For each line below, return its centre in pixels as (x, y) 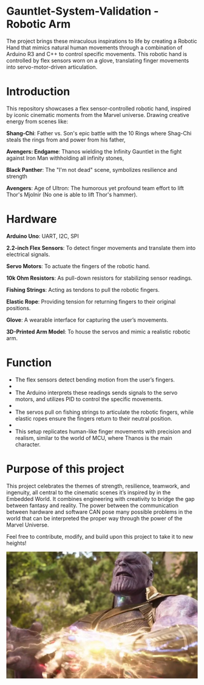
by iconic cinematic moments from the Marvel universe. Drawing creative (98, 115)
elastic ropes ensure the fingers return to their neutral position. (93, 418)
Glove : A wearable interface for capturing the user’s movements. (87, 320)
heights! (16, 543)
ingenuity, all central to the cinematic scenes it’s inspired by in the (89, 492)
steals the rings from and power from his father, (66, 140)
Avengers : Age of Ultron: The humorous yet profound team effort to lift (95, 188)
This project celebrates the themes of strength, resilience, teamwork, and (98, 486)
